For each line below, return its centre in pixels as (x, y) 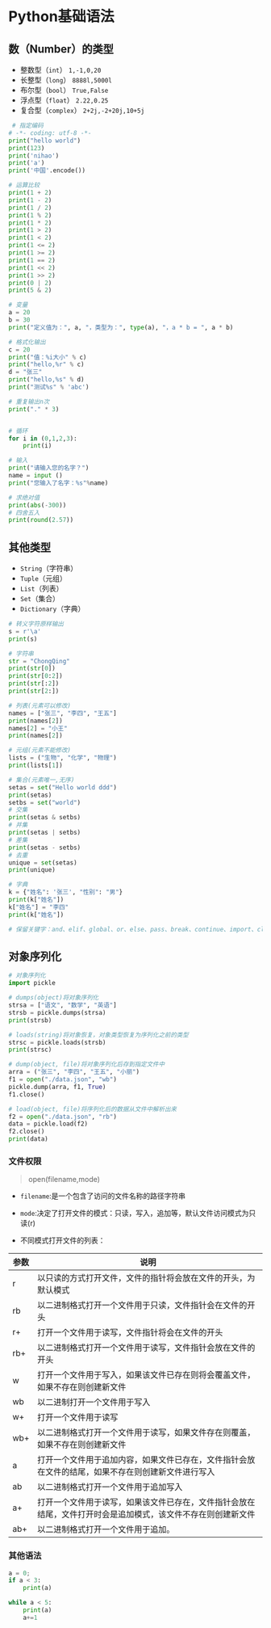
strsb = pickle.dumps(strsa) (57, 1012)
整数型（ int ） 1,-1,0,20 (60, 70)
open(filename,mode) (64, 1180)
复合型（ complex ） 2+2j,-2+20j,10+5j (82, 110)
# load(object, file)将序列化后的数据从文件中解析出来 (93, 1109)
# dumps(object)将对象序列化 (54, 998)
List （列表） (42, 589)
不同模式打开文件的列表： (63, 1240)
